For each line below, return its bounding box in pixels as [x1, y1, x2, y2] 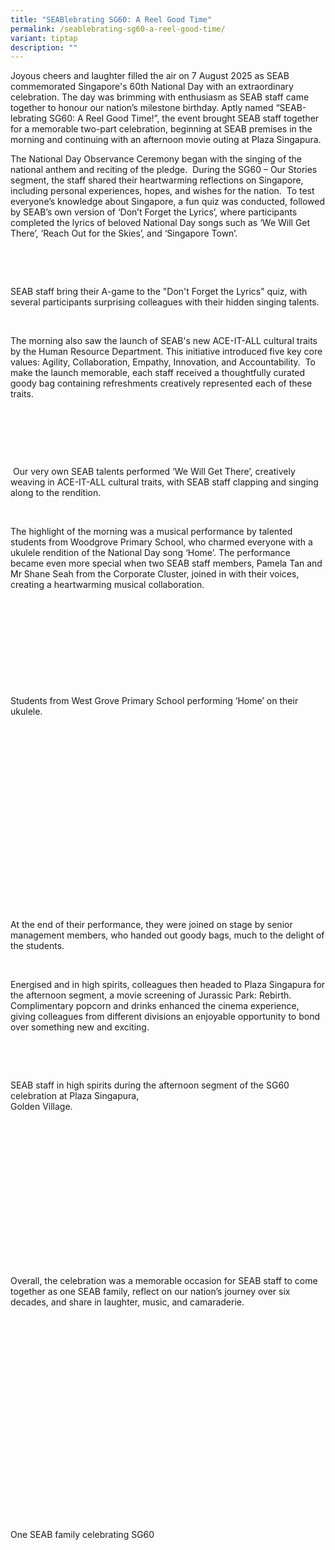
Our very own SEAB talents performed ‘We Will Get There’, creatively [12, 466, 296, 478]
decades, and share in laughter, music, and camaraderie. [10, 1296, 245, 1308]
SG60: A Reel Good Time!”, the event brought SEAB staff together [49, 112, 320, 125]
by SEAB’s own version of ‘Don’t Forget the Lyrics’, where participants [10, 206, 298, 218]
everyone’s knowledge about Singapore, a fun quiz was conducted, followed [10, 196, 326, 208]
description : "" [10, 42, 78, 53]
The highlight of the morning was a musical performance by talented [10, 526, 293, 538]
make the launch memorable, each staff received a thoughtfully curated [10, 367, 306, 379]
